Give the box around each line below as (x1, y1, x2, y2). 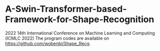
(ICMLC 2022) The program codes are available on (5, 35, 109, 41)
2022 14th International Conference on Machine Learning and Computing (5, 30, 155, 36)
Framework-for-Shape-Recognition (5, 14, 155, 25)
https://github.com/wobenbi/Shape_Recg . (5, 40, 91, 46)
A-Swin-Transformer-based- (5, 3, 127, 15)
